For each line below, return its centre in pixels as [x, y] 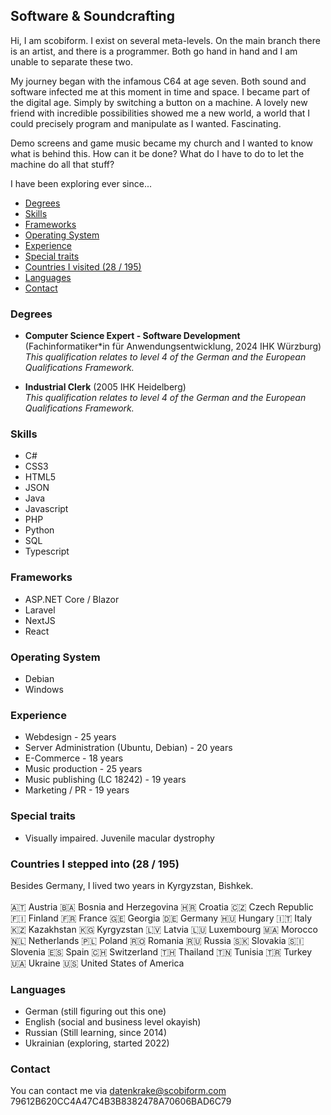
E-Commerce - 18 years [74, 758]
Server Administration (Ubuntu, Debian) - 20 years [128, 748]
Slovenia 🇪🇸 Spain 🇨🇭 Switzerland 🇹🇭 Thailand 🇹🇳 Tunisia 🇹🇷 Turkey [161, 951]
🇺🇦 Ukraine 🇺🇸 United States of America [97, 963]
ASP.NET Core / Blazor [72, 599]
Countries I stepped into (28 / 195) [95, 864]
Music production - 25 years [83, 769]
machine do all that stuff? [62, 164]
